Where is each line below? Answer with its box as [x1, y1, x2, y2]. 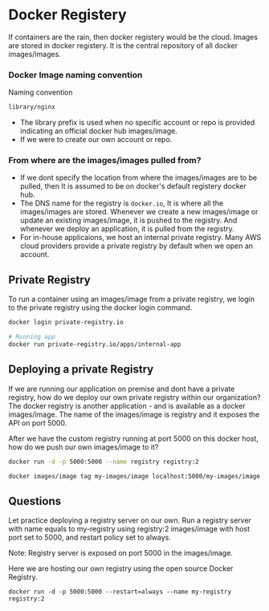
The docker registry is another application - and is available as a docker [8, 401, 246, 410]
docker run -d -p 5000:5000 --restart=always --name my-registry [8, 588, 231, 596]
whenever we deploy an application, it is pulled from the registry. [19, 224, 234, 234]
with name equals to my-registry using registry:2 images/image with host [8, 524, 251, 534]
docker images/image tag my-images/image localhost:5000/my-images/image [8, 472, 261, 480]
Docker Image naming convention [8, 69, 143, 80]
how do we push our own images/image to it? [8, 442, 159, 451]
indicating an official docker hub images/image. [19, 126, 178, 136]
